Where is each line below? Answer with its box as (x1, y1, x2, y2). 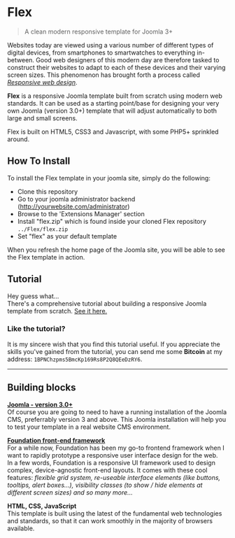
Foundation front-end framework (7, 436, 106, 444)
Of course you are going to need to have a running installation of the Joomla (7, 407, 227, 416)
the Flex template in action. (7, 253, 85, 261)
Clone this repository (17, 187, 78, 196)
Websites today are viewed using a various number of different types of (7, 41, 214, 49)
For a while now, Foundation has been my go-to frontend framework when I (7, 444, 225, 452)
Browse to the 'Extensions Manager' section (17, 209, 145, 218)
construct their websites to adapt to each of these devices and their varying (7, 63, 226, 71)
